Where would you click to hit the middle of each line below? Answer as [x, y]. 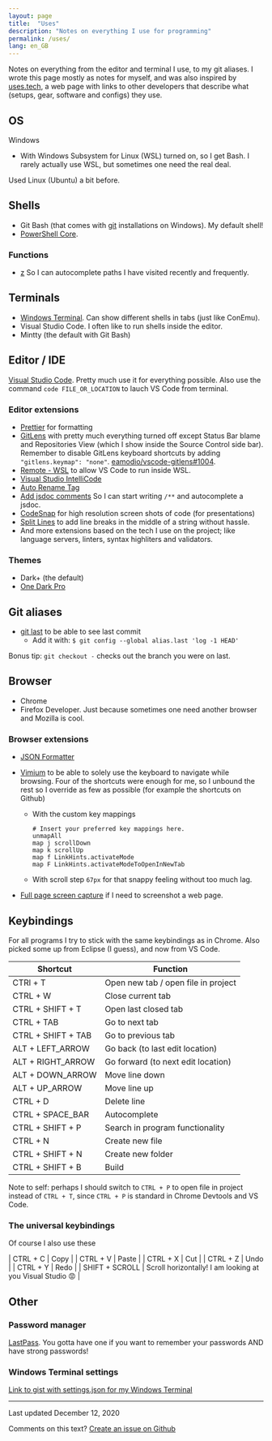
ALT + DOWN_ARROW [55, 1075]
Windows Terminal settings [64, 1372]
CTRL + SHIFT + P [47, 1127]
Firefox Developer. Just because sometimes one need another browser [138, 709]
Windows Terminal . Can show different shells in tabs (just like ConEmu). [140, 317]
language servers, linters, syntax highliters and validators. [116, 539]
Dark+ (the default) [52, 578]
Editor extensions [44, 409]
